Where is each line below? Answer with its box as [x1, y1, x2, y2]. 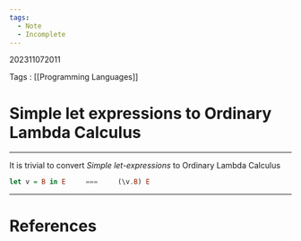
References [9, 216, 97, 237]
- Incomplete [17, 30, 66, 39]
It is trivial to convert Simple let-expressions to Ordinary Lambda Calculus [9, 160, 280, 171]
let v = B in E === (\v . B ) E [9, 177, 150, 186]
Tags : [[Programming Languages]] [9, 72, 139, 82]
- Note [17, 22, 42, 30]
